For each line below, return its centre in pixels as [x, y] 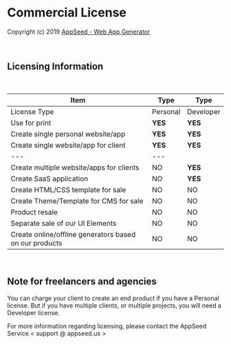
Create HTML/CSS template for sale [68, 190]
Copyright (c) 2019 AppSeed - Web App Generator [79, 32]
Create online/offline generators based [73, 234]
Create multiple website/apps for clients [75, 168]
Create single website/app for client [68, 145]
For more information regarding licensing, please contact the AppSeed [107, 326]
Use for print [31, 123]
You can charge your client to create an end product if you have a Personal [113, 298]
